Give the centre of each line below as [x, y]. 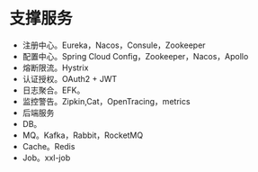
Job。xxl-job [46, 158]
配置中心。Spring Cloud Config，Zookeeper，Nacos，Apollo [135, 56]
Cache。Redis [49, 146]
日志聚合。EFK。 [53, 90]
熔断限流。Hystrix [55, 68]
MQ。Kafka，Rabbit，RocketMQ [83, 135]
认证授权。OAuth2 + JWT [70, 78]
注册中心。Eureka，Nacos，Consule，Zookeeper [114, 45]
